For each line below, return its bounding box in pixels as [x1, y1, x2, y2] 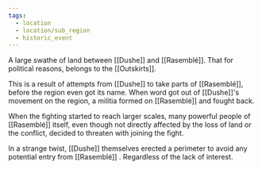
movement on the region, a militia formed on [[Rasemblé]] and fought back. [8, 96, 255, 106]
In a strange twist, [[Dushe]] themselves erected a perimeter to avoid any [8, 144, 248, 153]
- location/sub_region [15, 26, 91, 34]
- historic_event [15, 33, 73, 42]
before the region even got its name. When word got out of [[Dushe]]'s [8, 88, 240, 98]
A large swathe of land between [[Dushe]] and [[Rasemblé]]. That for [8, 56, 234, 65]
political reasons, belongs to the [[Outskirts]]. [8, 64, 156, 74]
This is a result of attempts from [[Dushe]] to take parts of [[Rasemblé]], [8, 79, 244, 89]
